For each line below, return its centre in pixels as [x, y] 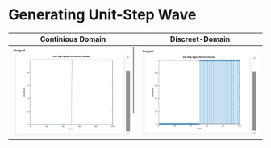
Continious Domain [73, 39]
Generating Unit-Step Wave [102, 15]
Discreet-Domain [200, 39]
